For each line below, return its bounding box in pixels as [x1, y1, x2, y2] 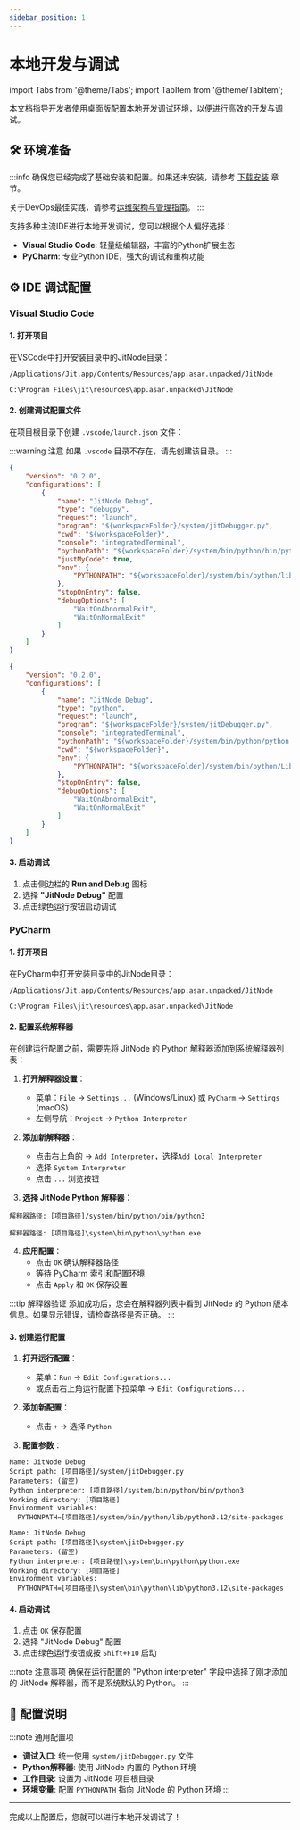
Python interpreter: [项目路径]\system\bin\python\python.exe [9, 1557, 240, 1567]
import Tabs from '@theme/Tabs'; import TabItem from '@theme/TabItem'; [9, 84, 284, 95]
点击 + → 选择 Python [35, 1421, 112, 1432]
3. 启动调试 [9, 857, 51, 868]
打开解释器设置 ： [21, 1073, 86, 1084]
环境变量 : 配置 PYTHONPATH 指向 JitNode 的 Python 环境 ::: [21, 1784, 230, 1795]
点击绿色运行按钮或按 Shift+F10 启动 [21, 1648, 158, 1659]
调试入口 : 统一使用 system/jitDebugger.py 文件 [21, 1751, 194, 1761]
